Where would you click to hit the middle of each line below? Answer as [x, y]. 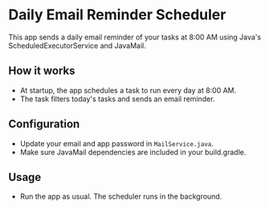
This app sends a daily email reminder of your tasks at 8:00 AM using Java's [135, 37]
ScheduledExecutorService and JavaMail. [77, 45]
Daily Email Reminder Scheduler [117, 15]
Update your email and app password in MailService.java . [117, 143]
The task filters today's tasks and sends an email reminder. [117, 99]
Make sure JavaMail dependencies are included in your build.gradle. [133, 152]
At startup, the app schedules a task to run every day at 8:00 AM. [128, 90]
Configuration [44, 124]
